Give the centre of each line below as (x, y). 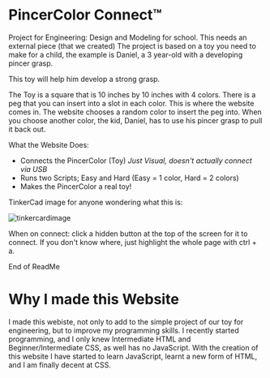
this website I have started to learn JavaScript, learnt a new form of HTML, (133, 356)
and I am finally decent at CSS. (60, 365)
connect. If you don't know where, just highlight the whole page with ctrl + (133, 242)
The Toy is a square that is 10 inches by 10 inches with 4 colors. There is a (132, 94)
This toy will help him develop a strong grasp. (84, 79)
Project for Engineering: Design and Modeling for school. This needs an (128, 37)
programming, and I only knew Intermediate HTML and (100, 339)
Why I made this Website (94, 300)
